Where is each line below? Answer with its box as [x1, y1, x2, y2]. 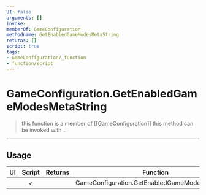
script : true [6, 44, 40, 50]
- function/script [6, 60, 53, 66]
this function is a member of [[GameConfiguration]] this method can [21, 120, 194, 128]
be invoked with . [21, 126, 66, 134]
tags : [6, 49, 20, 55]
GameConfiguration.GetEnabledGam [6, 86, 197, 101]
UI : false [6, 9, 32, 15]
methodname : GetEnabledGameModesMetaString [6, 32, 120, 38]
